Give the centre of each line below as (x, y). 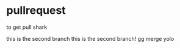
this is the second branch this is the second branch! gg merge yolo (90, 38)
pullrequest (36, 10)
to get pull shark (27, 27)
